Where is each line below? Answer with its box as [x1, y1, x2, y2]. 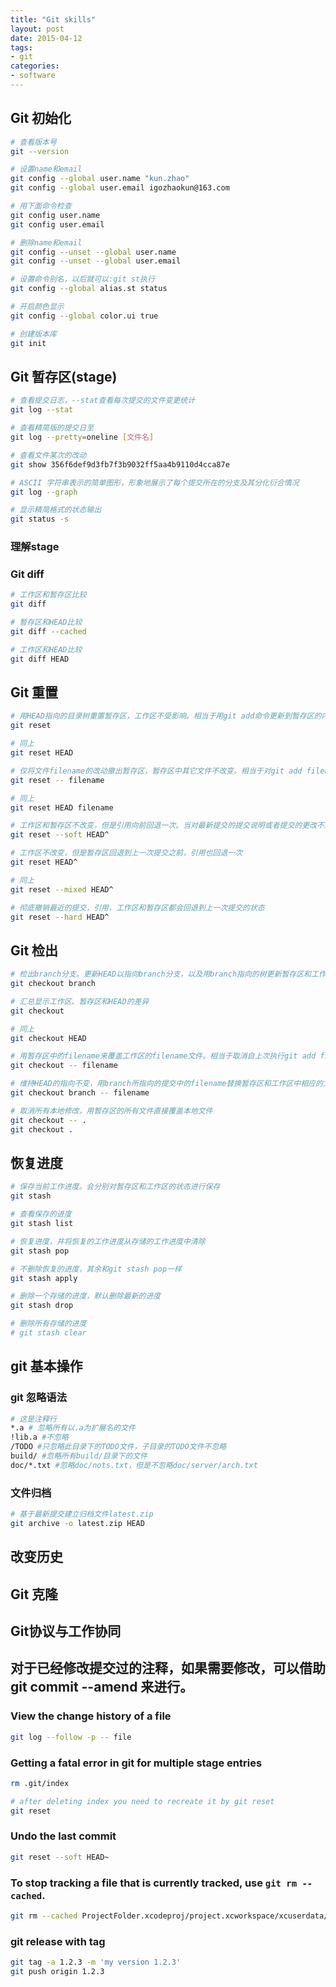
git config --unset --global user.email [10, 256, 182, 266]
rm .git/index [10, 1778, 70, 1788]
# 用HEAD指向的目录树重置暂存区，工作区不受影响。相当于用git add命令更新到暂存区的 [10, 711, 322, 721]
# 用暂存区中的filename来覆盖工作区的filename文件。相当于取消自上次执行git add [10, 1051, 317, 1061]
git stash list [10, 1219, 74, 1229]
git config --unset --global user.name [10, 247, 177, 257]
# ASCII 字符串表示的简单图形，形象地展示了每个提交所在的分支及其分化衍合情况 [10, 477, 300, 488]
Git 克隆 [10, 1586, 59, 1603]
